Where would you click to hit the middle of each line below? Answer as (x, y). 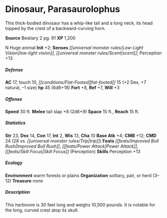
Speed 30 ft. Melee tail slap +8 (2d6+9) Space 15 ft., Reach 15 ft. (72, 111)
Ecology (14, 163)
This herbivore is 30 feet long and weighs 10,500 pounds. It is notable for (80, 205)
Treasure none (28, 181)
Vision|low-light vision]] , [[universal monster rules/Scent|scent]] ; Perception (83, 53)
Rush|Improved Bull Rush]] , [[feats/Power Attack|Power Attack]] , (72, 146)
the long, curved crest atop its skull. (42, 210)
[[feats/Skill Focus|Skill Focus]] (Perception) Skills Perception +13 (73, 151)
